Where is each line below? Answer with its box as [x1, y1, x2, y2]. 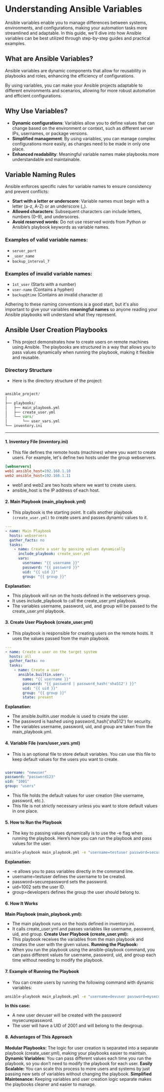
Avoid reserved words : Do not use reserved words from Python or [12, 219, 146, 225]
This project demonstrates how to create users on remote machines [12, 339, 149, 345]
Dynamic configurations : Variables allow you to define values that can [12, 120, 155, 126]
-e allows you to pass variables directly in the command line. [12, 868, 134, 875]
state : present [22, 695, 54, 700]
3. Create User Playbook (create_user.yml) [5, 619, 93, 625]
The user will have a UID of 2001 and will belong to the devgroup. [12, 1022, 144, 1029]
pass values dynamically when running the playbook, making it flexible [12, 349, 155, 355]
